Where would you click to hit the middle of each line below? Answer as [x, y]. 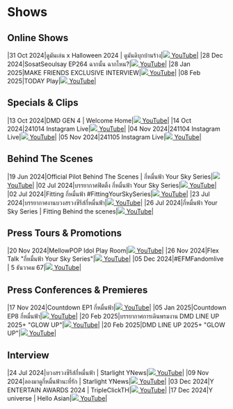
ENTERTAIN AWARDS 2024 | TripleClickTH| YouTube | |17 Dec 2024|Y [110, 390]
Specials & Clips [43, 103]
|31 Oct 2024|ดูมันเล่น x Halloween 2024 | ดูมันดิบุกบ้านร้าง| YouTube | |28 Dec [115, 55]
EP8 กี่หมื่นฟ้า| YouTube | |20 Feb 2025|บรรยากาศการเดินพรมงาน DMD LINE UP [113, 316]
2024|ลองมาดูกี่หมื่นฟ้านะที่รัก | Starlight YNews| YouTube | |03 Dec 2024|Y [111, 382]
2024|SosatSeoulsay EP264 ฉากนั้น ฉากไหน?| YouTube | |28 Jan [99, 64]
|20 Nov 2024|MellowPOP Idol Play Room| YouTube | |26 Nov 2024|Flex [113, 250]
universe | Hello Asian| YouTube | [57, 399]
